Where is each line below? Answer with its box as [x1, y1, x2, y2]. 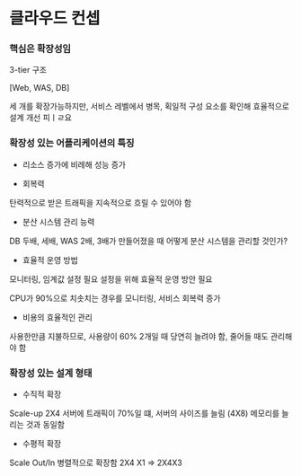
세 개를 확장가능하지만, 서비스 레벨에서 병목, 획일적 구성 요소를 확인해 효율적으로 [9, 101, 290, 112]
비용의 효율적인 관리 [22, 312, 93, 322]
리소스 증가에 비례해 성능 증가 [22, 159, 126, 170]
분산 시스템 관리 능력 [22, 216, 95, 227]
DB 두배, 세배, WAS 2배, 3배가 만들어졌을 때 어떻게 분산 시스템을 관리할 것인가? [9, 235, 288, 246]
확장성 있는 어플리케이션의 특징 [9, 137, 135, 149]
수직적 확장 [22, 389, 62, 400]
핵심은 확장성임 [9, 42, 72, 55]
